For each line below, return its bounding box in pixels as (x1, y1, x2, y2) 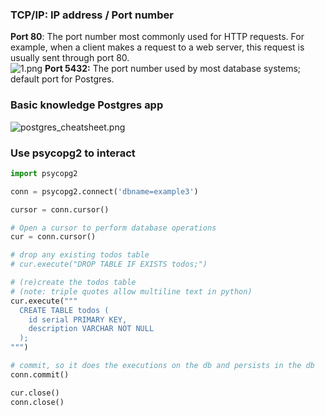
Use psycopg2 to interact (10, 146, 136, 160)
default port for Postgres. (10, 73, 115, 85)
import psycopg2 (10, 168, 78, 178)
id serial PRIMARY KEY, (28, 314, 128, 325)
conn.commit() (10, 369, 70, 380)
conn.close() (10, 397, 65, 407)
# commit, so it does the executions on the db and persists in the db (10, 361, 315, 371)
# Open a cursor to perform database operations (10, 223, 217, 233)
